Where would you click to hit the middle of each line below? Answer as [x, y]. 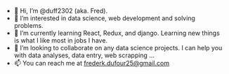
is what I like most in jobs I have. [60, 40]
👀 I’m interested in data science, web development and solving [104, 18]
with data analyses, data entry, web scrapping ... [84, 55]
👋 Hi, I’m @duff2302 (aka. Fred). [60, 11]
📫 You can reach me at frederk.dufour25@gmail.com [92, 63]
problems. [28, 25]
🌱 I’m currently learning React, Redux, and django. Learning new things [117, 33]
